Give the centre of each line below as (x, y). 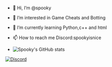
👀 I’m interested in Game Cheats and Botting (59, 18)
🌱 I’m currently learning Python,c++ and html (60, 27)
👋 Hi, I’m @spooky (32, 8)
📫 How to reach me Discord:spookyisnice (57, 38)
